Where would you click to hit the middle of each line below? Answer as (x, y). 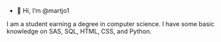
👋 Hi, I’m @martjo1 (43, 11)
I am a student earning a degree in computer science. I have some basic (110, 24)
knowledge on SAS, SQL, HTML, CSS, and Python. (79, 31)
